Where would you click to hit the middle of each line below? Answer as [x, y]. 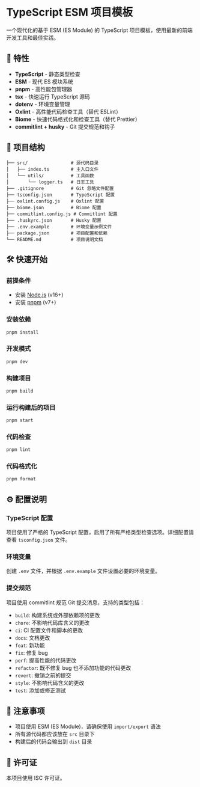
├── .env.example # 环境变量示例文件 [59, 227]
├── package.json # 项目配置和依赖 [57, 233]
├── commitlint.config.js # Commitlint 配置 [62, 214]
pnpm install [23, 332]
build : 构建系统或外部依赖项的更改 [57, 615]
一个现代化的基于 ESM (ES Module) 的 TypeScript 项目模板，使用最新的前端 [100, 30]
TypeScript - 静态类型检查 [48, 74]
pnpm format [21, 479]
